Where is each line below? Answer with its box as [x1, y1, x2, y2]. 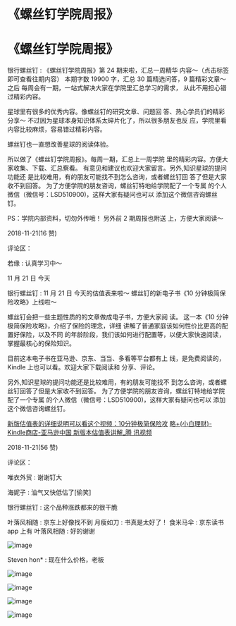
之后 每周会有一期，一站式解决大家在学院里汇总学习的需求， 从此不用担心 [7, 84, 221, 92]
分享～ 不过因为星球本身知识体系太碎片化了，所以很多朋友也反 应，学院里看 [7, 116, 227, 125]
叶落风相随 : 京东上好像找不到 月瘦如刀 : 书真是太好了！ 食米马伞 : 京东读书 [7, 518, 224, 527]
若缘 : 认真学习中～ [7, 259, 62, 268]
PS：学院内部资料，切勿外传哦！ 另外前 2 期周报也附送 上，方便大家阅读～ [7, 214, 224, 223]
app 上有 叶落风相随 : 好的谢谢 [7, 527, 95, 536]
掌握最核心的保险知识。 [7, 339, 75, 348]
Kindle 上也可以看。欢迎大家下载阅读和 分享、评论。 [7, 363, 159, 372]
